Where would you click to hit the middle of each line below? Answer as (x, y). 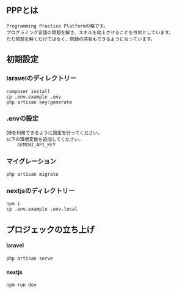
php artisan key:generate (39, 102)
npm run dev (21, 285)
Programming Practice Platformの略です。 (57, 26)
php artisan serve (30, 258)
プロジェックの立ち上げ (50, 229)
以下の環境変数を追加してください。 (45, 139)
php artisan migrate (33, 175)
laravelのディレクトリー (42, 78)
